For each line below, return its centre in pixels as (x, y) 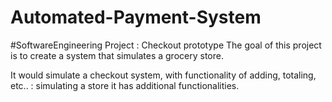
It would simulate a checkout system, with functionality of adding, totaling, (163, 75)
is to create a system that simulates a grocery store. (117, 55)
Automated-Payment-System (136, 17)
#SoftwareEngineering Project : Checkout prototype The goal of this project (166, 45)
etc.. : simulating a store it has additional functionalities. (125, 85)
